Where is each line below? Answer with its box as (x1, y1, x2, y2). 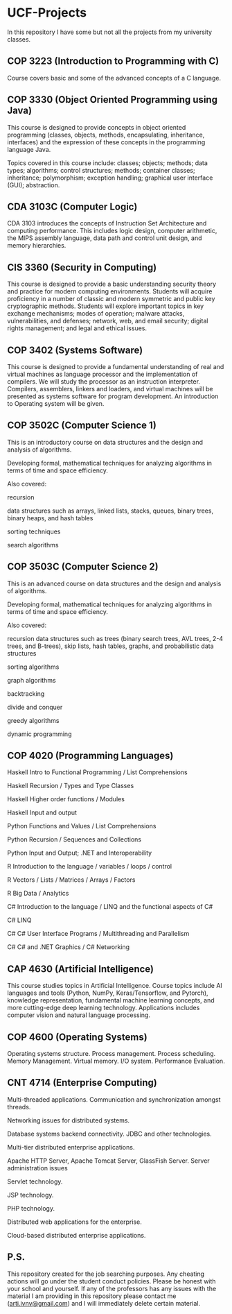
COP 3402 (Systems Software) (7, 344, 143, 356)
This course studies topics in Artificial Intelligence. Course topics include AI (7, 982, 223, 990)
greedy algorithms (7, 716, 60, 724)
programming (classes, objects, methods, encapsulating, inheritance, (7, 130, 205, 139)
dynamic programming (7, 730, 72, 738)
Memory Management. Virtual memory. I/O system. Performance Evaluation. (7, 1057, 225, 1066)
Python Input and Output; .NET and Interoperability (7, 848, 152, 857)
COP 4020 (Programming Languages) (7, 750, 174, 762)
